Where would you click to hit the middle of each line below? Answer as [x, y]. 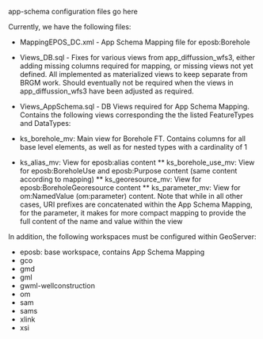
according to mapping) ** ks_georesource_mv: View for [111, 179]
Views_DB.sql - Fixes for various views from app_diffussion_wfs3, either [137, 57]
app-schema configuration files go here [73, 11]
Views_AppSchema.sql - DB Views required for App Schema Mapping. [134, 107]
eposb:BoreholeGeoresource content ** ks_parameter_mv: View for [130, 188]
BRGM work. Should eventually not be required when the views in [126, 83]
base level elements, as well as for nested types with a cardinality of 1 [133, 147]
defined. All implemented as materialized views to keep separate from [133, 74]
